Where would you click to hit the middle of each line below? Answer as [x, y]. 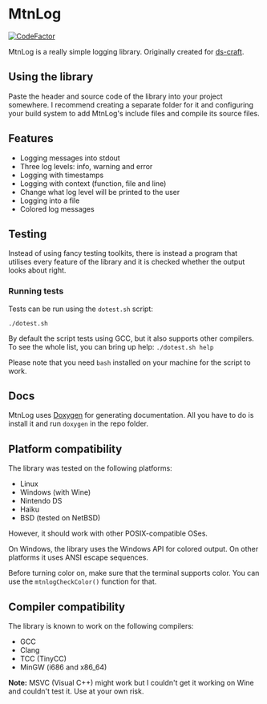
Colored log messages [57, 208]
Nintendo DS [41, 501]
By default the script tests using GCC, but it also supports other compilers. [131, 338]
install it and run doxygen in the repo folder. [79, 424]
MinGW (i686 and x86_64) [63, 667]
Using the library [51, 77]
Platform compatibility [65, 449]
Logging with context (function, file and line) [93, 183]
